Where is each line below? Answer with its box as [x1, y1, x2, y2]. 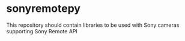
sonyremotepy [6, 2, 81, 15]
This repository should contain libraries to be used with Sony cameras [6, 21, 180, 29]
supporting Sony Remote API [6, 27, 78, 34]
